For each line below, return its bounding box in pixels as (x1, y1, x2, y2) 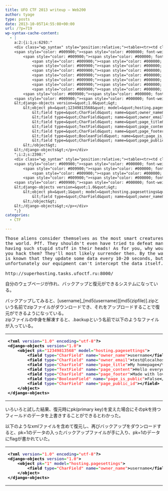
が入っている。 (5, 323, 36, 329)
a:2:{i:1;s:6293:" (14, 40, 52, 45)
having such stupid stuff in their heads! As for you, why (5, 245, 153, 251)
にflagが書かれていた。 (5, 436, 52, 442)
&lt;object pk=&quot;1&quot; (23, 189, 84, 194)
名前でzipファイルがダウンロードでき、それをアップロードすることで (13, 304, 156, 310)
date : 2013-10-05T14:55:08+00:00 (5, 21, 75, 27)
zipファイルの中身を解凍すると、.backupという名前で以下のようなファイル (5, 317, 159, 322)
